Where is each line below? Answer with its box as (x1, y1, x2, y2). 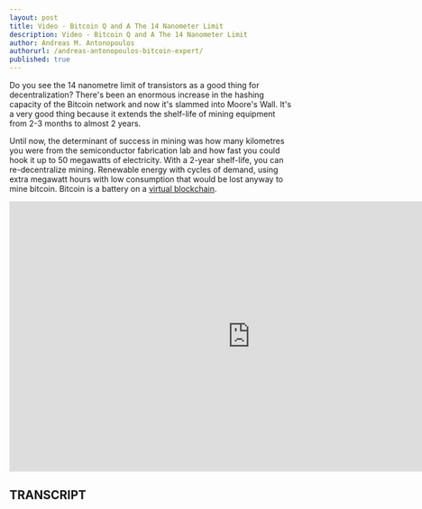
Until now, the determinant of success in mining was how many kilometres (9, 136, 285, 146)
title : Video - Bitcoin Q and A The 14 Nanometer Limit (9, 22, 224, 31)
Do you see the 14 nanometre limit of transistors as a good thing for (9, 80, 260, 90)
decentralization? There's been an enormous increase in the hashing (9, 89, 264, 100)
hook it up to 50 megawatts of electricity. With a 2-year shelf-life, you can (9, 155, 284, 165)
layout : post (9, 13, 59, 23)
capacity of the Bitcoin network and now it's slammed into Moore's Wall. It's (9, 99, 292, 109)
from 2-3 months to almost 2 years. (9, 118, 142, 129)
